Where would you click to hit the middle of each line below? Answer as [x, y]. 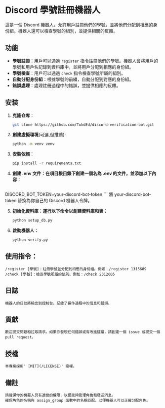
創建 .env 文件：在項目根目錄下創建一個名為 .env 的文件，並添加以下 [82, 174]
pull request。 [20, 337]
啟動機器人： [25, 230]
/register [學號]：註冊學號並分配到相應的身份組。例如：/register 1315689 [76, 269]
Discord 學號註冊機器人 [53, 10]
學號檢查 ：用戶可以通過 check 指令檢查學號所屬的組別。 [69, 73]
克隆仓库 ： [23, 115]
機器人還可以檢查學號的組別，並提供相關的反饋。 [68, 31]
